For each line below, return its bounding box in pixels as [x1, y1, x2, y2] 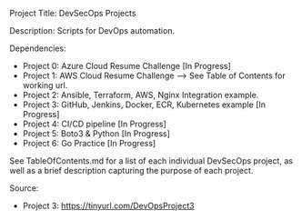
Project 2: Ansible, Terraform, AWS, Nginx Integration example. [22, 90, 259, 100]
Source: [9, 183, 39, 194]
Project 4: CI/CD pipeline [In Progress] [22, 118, 166, 129]
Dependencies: [9, 43, 66, 54]
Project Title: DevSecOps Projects [9, 8, 136, 18]
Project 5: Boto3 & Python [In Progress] [22, 128, 171, 139]
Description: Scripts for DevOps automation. [9, 25, 176, 35]
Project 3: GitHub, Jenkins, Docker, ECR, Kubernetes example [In [22, 99, 267, 110]
